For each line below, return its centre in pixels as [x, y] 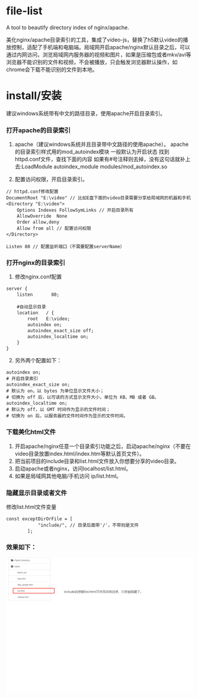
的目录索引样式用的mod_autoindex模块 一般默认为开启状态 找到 [92, 152]
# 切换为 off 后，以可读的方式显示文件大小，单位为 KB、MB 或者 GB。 [82, 397]
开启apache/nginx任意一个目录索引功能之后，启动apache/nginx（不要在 [103, 446]
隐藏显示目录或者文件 [36, 493]
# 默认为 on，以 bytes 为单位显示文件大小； [55, 391]
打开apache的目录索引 [39, 130]
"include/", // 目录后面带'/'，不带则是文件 [88, 525]
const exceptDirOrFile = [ [39, 519]
